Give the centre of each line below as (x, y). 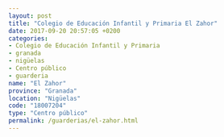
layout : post (30, 16)
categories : (28, 38)
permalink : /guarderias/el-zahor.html (73, 121)
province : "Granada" (43, 91)
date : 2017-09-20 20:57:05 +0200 (64, 31)
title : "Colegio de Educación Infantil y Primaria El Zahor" (113, 23)
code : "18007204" (37, 106)
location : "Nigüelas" (45, 98)
